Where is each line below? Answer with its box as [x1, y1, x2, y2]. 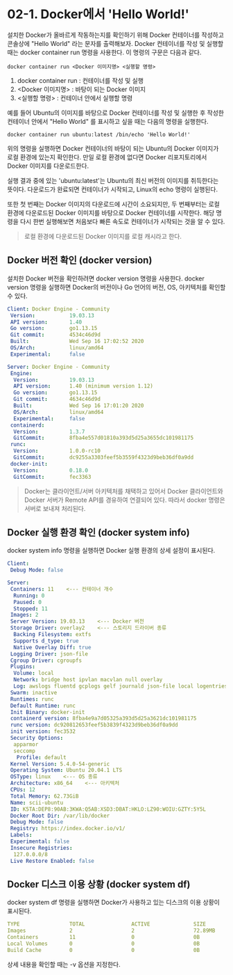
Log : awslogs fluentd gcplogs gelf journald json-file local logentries [13, 683, 228, 690]
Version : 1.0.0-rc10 [13, 447, 101, 454]
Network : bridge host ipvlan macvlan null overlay [13, 676, 163, 683]
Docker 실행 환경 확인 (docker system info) [7, 526, 190, 538]
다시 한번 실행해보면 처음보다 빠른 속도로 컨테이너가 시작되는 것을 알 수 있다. [19, 217, 225, 225]
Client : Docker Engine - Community [7, 306, 110, 312]
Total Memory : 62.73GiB [10, 793, 79, 800]
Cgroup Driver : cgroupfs [10, 657, 82, 664]
